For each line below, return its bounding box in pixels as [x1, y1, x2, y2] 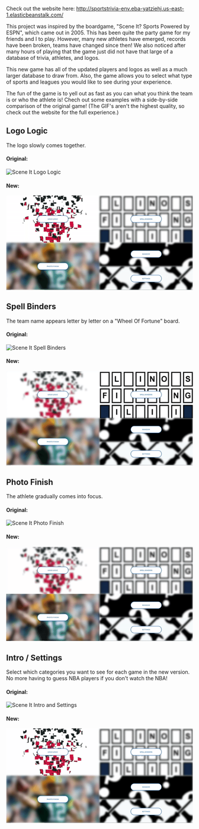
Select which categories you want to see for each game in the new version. [6, 668, 190, 675]
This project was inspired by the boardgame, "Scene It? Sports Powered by [6, 23, 190, 30]
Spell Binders [6, 302, 56, 312]
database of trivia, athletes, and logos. [6, 55, 100, 61]
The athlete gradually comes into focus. [6, 493, 103, 500]
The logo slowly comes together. [6, 142, 86, 149]
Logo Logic [6, 126, 48, 136]
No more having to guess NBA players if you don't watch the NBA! [6, 675, 168, 682]
